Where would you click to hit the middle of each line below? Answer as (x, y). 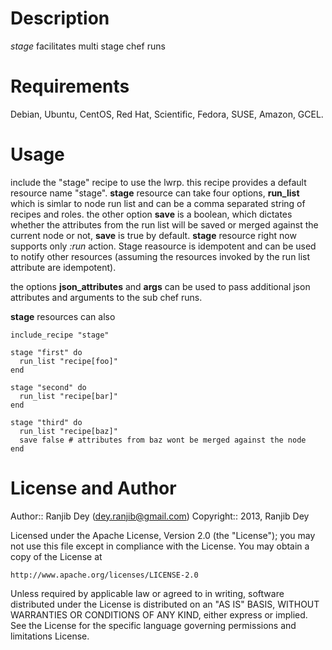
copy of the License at (56, 556)
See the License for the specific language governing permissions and (153, 625)
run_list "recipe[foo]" (68, 361)
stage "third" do (46, 422)
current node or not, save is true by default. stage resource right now (153, 235)
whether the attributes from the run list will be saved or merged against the (164, 224)
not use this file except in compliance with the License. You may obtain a (160, 546)
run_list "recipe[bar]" (68, 396)
